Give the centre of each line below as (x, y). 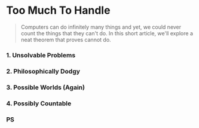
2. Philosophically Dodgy (43, 71)
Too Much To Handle (58, 10)
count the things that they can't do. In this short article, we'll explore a (107, 33)
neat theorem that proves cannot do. (66, 39)
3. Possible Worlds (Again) (46, 87)
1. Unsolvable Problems (41, 55)
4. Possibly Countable (39, 103)
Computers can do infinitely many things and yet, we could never (101, 27)
